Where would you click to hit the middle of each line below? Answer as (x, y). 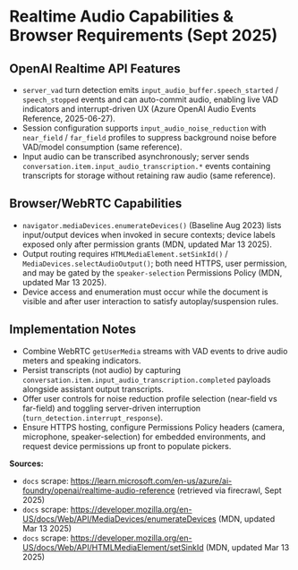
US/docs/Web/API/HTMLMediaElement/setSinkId (113, 547)
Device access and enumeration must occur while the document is (145, 292)
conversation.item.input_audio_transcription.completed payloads (146, 379)
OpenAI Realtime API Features (95, 68)
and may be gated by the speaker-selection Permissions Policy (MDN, (152, 272)
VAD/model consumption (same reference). (102, 147)
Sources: (26, 464)
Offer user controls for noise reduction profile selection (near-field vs (149, 398)
